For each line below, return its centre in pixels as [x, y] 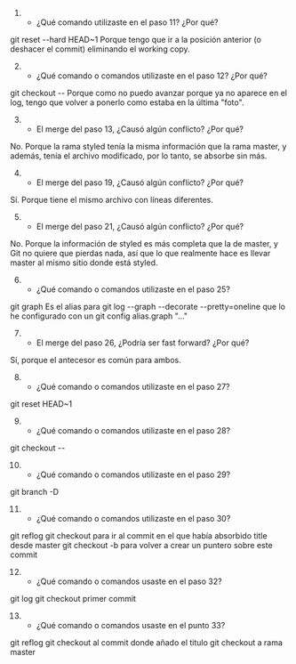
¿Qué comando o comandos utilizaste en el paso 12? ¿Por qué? [152, 76]
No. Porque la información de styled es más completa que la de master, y [144, 243]
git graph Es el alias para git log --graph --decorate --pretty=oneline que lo [148, 307]
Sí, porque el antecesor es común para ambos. [96, 360]
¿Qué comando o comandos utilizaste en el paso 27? [133, 387]
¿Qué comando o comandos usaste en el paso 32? [129, 581]
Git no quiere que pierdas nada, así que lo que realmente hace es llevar [140, 253]
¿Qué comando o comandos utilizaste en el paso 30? [133, 518]
